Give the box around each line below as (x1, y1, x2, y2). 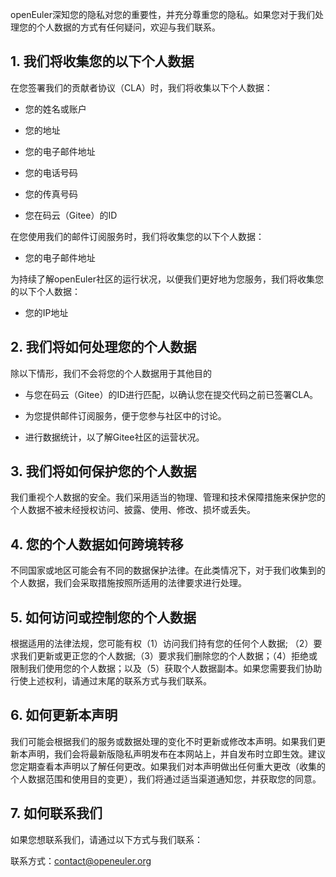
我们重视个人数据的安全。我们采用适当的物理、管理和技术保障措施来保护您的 (10, 491, 326, 503)
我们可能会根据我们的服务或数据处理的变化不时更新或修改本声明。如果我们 (10, 735, 317, 747)
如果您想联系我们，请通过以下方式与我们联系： (10, 833, 203, 845)
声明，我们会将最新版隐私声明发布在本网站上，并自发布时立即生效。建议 (27, 748, 326, 760)
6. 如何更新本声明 (10, 707, 118, 724)
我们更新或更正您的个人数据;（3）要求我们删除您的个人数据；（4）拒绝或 (18, 650, 318, 662)
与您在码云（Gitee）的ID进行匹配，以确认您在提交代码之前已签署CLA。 (24, 388, 319, 400)
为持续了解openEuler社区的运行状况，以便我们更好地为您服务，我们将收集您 (10, 273, 324, 285)
